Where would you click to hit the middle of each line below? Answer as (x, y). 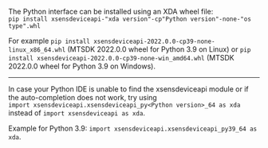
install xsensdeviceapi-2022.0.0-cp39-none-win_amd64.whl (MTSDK (121, 58)
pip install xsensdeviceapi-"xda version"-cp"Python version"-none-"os (130, 19)
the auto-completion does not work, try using (83, 97)
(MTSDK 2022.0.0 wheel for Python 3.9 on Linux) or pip (159, 49)
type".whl (25, 26)
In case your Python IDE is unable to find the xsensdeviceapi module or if (128, 89)
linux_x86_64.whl (37, 50)
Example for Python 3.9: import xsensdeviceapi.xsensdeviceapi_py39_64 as (133, 128)
